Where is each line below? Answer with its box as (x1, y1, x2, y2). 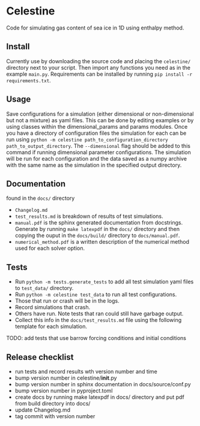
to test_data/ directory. (14, 285, 74, 292)
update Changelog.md (14, 406, 71, 413)
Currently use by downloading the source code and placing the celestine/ (6, 57, 191, 64)
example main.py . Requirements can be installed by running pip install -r (6, 70, 193, 78)
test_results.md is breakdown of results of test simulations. (14, 212, 163, 220)
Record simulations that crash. (14, 304, 91, 311)
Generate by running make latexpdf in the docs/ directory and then (14, 226, 180, 233)
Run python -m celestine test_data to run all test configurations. (14, 291, 177, 298)
